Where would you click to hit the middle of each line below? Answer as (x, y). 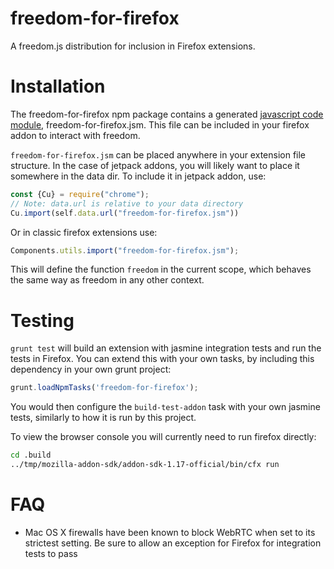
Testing (42, 320)
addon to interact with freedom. (75, 135)
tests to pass (51, 553)
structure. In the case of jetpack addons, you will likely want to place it (155, 165)
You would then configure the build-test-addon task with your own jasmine (165, 407)
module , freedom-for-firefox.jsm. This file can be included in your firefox (160, 124)
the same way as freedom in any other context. (107, 280)
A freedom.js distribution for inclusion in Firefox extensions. (133, 46)
